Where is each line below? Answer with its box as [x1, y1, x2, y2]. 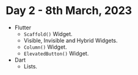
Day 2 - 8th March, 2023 [5, 4, 133, 18]
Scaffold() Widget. [23, 30, 73, 37]
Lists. [23, 62, 38, 70]
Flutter [14, 24, 32, 31]
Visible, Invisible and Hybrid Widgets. [23, 37, 118, 44]
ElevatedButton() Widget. [23, 49, 89, 57]
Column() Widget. [23, 43, 67, 51]
